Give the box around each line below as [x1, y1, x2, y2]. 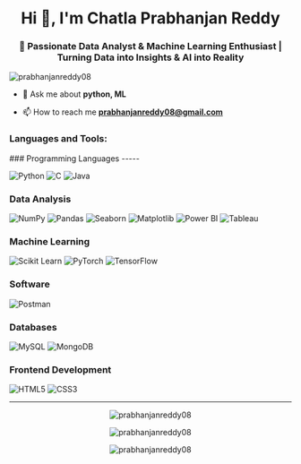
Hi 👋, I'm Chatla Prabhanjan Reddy [21, 8, 280, 29]
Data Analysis [9, 193, 72, 205]
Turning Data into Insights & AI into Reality [56, 51, 245, 64]
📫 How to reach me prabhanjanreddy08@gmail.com [21, 107, 224, 117]
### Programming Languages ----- [9, 152, 141, 164]
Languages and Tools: [9, 133, 107, 145]
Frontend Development [9, 363, 112, 375]
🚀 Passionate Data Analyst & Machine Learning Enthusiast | [19, 40, 282, 53]
